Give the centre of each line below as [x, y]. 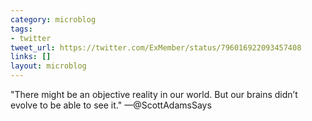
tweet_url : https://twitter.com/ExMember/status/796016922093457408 [156, 47]
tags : [21, 29]
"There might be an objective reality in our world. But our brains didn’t [154, 94]
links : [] [31, 57]
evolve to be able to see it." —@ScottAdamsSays [111, 105]
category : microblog [53, 19]
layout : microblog [48, 66]
